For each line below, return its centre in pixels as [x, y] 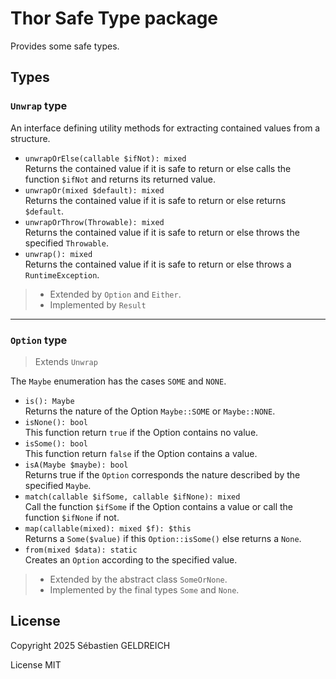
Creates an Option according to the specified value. [131, 559]
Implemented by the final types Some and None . [144, 589]
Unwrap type [39, 106]
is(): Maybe [49, 401]
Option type [39, 340]
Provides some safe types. [65, 46]
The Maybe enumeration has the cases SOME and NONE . [118, 381]
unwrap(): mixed [58, 254]
